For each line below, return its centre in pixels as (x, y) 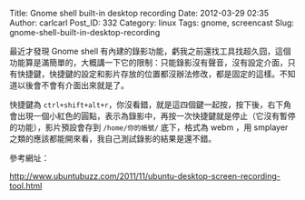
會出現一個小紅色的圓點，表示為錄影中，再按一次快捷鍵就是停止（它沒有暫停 (152, 116)
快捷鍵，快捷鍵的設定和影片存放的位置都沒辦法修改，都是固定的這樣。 (148, 74)
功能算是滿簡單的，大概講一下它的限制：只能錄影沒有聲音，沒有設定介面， (148, 62)
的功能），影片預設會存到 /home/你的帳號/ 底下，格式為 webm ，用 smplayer (149, 127)
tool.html (26, 186)
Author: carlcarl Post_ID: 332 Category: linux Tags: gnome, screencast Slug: (152, 23)
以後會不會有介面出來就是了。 (73, 85)
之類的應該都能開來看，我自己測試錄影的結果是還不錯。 (113, 139)
